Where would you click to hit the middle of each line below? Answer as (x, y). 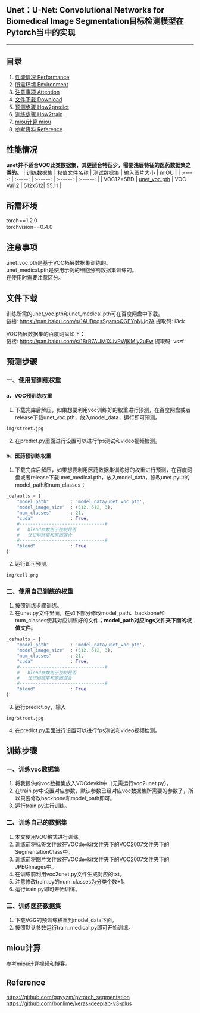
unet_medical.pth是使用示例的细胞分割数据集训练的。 (72, 270)
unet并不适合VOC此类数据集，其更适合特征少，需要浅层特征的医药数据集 (96, 165)
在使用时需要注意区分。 (35, 278)
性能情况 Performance (42, 77)
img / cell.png (22, 575)
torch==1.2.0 (22, 221)
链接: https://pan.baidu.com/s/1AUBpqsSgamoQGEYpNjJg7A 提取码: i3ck (96, 321)
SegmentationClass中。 (44, 851)
